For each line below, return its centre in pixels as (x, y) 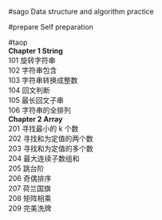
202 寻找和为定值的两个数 (51, 138)
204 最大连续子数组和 (44, 158)
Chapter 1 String (36, 51)
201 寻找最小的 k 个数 (43, 128)
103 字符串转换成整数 (43, 80)
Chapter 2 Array (36, 119)
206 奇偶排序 (30, 178)
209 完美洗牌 (30, 208)
